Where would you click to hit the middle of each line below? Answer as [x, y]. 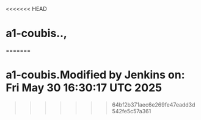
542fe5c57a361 [132, 111]
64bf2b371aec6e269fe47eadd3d [154, 104]
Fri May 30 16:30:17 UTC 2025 [84, 88]
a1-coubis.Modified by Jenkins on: [95, 75]
